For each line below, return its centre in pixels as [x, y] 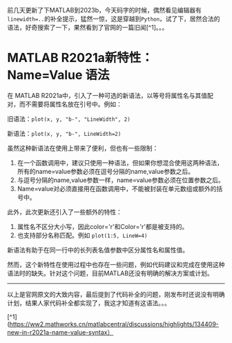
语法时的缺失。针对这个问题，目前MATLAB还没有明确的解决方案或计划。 [110, 273]
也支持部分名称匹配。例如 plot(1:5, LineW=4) [82, 235]
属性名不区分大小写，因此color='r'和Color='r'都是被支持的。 [103, 226]
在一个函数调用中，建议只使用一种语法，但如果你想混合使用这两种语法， [120, 163]
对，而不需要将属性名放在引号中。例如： [65, 104]
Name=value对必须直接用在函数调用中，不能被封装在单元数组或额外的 [117, 188]
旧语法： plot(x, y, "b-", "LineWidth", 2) [69, 119]
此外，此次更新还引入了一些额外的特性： [65, 212]
